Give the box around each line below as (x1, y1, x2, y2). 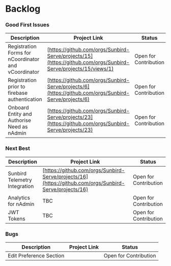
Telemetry (8, 176, 32, 183)
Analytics (8, 194, 31, 201)
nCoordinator (8, 56, 40, 63)
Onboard (8, 104, 29, 111)
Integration (8, 182, 34, 190)
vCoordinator (8, 68, 40, 75)
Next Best (5, 145, 31, 152)
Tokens (8, 215, 25, 222)
